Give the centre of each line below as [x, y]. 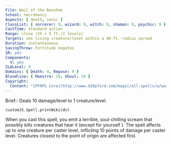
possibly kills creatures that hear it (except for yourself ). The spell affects [83, 125]
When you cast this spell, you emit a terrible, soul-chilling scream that [79, 119]
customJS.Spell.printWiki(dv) [38, 110]
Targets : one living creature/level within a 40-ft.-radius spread [79, 39]
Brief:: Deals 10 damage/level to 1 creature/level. [56, 101]
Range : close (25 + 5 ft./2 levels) [44, 34]
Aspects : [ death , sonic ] [34, 19]
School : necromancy [26, 15]
